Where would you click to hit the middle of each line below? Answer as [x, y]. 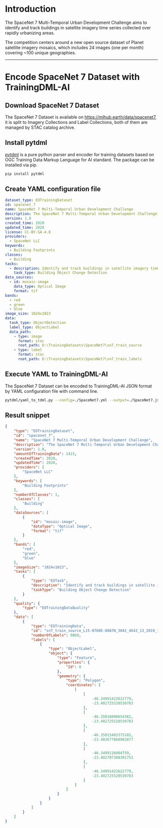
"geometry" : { [71, 676]
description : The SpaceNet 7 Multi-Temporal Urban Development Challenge [81, 214]
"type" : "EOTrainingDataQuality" [56, 608]
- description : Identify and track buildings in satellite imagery [79, 268]
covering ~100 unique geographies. [41, 53]
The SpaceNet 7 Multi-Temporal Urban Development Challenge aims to [76, 22]
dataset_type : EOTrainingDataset [39, 200]
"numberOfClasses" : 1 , [37, 495]
